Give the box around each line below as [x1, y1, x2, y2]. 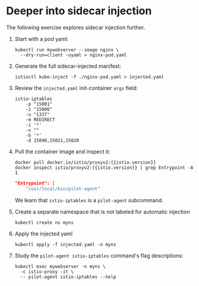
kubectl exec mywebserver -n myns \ [14, 263, 106, 269]
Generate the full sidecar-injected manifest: [14, 62, 122, 70]
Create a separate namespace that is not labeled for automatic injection [14, 208, 190, 215]
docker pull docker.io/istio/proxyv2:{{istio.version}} [14, 159, 156, 165]
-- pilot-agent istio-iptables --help [20, 274, 116, 280]
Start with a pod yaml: [14, 35, 69, 42]
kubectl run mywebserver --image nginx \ [14, 46, 119, 53]
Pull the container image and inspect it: [14, 147, 111, 155]
